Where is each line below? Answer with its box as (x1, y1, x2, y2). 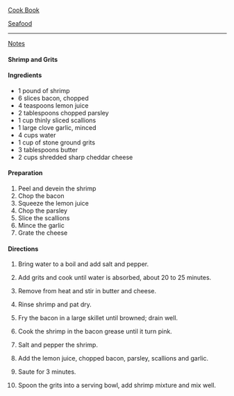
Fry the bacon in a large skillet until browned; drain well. (17, 314, 178, 322)
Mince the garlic (17, 222, 65, 229)
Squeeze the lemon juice (17, 199, 89, 207)
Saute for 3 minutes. (17, 368, 76, 376)
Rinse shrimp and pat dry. (17, 300, 92, 308)
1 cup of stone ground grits (17, 138, 96, 147)
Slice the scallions (17, 214, 70, 222)
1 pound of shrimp (17, 86, 70, 94)
